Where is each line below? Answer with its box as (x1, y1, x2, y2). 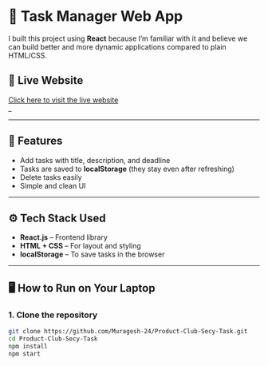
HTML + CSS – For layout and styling (19, 241, 141, 251)
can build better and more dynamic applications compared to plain (8, 42, 227, 51)
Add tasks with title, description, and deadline (19, 155, 171, 165)
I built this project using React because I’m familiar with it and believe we (8, 34, 248, 43)
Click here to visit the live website (8, 95, 119, 105)
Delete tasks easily (19, 172, 82, 182)
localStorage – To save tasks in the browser (19, 249, 165, 259)
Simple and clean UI (19, 181, 86, 190)
